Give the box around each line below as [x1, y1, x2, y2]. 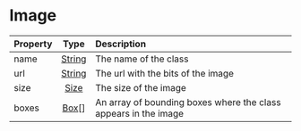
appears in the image [95, 107, 185, 119]
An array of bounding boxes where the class [95, 95, 281, 108]
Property [13, 37, 53, 50]
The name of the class [95, 53, 189, 65]
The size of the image [95, 81, 186, 94]
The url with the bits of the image [95, 67, 235, 79]
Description [95, 37, 146, 50]
